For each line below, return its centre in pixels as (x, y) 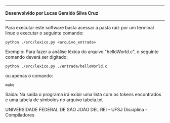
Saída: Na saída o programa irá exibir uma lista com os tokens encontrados (83, 94)
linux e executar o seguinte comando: (45, 33)
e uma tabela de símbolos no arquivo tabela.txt (54, 100)
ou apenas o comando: (29, 76)
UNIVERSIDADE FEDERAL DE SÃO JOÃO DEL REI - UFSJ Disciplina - (76, 110)
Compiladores (20, 115)
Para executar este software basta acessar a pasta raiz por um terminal (80, 28)
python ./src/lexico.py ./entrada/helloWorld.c (56, 66)
